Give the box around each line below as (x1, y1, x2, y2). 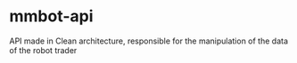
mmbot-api (9, 6, 94, 27)
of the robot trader (9, 44, 78, 55)
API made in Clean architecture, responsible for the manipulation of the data (9, 35, 288, 46)
